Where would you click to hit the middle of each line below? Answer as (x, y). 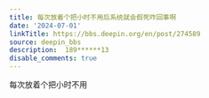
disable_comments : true (53, 58)
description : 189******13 (59, 50)
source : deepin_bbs (45, 42)
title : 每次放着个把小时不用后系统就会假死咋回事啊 (92, 17)
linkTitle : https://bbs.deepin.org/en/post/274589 (105, 34)
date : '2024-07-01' (45, 26)
